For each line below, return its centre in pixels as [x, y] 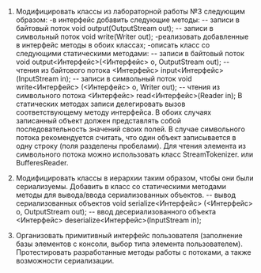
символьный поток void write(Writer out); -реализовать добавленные [132, 36]
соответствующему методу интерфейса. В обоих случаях [113, 112]
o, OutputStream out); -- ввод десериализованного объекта [115, 212]
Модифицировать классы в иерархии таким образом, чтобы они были [134, 178]
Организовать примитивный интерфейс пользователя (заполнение [129, 235]
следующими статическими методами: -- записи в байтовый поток [130, 53]
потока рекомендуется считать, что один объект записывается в [126, 137]
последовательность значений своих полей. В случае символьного [130, 129]
